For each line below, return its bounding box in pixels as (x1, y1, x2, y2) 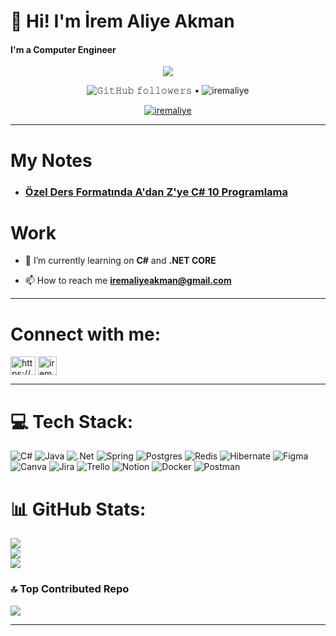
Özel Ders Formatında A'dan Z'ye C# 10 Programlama (24, 185, 289, 199)
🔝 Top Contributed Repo (10, 582, 130, 596)
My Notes (10, 149, 93, 172)
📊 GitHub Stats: (10, 498, 147, 520)
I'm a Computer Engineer (10, 43, 117, 55)
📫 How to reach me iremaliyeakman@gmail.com (24, 275, 232, 287)
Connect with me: (10, 323, 162, 345)
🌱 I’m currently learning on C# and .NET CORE (24, 255, 217, 267)
